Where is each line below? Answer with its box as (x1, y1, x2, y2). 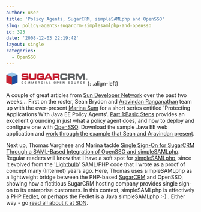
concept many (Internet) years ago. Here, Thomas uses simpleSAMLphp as (6, 167, 193, 174)
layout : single (6, 42, 44, 48)
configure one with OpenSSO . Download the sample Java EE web (6, 123, 168, 131)
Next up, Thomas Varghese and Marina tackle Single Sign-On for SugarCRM (6, 142, 195, 149)
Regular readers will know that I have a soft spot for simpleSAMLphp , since (6, 154, 192, 161)
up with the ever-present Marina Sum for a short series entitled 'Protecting (6, 104, 191, 111)
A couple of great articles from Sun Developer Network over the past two (6, 91, 187, 99)
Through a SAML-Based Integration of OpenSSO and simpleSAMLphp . (6, 148, 180, 155)
